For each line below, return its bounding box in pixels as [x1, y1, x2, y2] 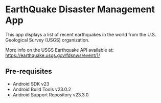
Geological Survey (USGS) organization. [5, 37, 89, 43]
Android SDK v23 [12, 80, 50, 87]
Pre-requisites [5, 67, 52, 76]
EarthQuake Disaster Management [5, 4, 155, 15]
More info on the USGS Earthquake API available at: [5, 47, 114, 53]
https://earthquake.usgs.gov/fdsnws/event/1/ [5, 52, 100, 58]
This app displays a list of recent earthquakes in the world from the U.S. [5, 31, 156, 37]
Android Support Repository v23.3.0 [12, 91, 89, 98]
